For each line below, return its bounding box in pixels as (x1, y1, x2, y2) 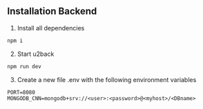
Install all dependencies (17, 23, 85, 32)
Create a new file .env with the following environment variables (17, 75, 197, 83)
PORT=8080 (7, 89, 36, 96)
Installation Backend (7, 6, 97, 17)
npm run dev (7, 63, 41, 70)
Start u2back (17, 50, 55, 58)
